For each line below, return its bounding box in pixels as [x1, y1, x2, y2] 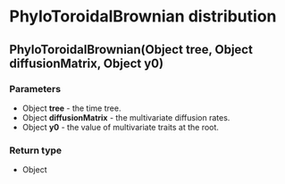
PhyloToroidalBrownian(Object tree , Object [9, 42, 253, 57]
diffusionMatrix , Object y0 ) [9, 55, 163, 71]
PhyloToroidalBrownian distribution [9, 6, 277, 27]
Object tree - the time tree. [21, 103, 122, 113]
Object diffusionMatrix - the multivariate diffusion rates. [21, 112, 231, 122]
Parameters [9, 82, 61, 95]
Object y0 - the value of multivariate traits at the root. [21, 121, 219, 132]
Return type [9, 144, 63, 156]
